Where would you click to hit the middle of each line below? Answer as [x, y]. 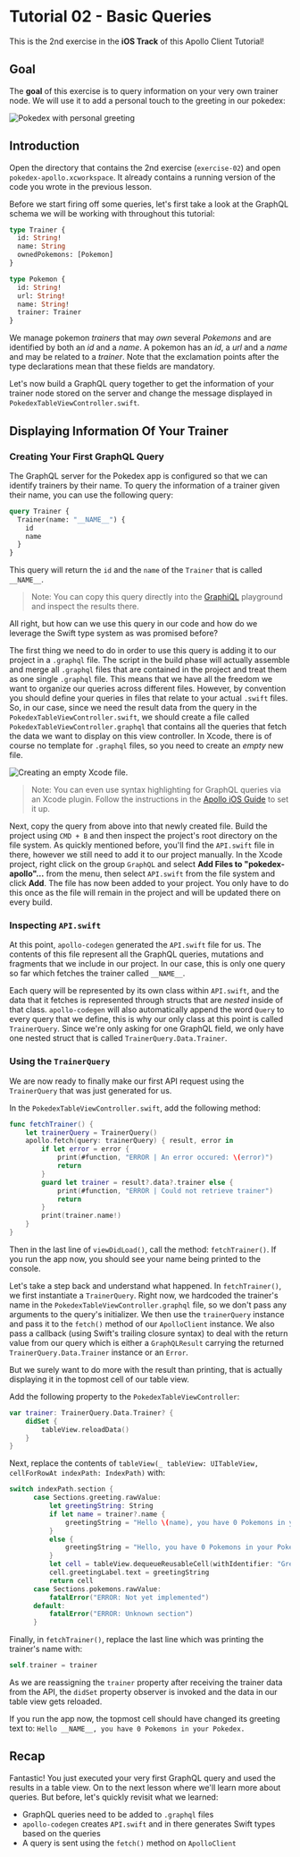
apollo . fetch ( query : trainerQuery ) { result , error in [129, 1141]
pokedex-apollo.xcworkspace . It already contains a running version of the [142, 177]
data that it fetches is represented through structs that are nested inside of [146, 1001]
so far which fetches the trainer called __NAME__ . [97, 974]
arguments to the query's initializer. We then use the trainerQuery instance [147, 1314]
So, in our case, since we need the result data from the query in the [133, 708]
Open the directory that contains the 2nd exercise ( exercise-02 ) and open [145, 167]
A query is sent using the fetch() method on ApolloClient [129, 1843]
